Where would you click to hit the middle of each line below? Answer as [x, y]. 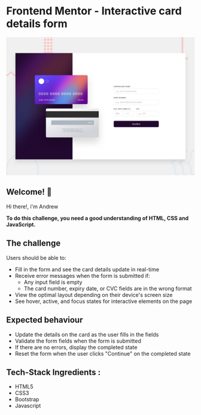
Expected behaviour [45, 320]
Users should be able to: [36, 258]
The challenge [33, 243]
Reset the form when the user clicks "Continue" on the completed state [103, 353]
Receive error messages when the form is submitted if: [83, 275]
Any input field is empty [53, 282]
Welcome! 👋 [29, 192]
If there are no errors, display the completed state [76, 347]
